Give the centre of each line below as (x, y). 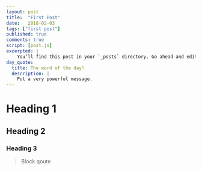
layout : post (23, 12)
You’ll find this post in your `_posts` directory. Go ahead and (101, 57)
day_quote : (20, 62)
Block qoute (36, 161)
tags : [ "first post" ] (33, 29)
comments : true (25, 40)
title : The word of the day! (48, 68)
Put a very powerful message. (55, 79)
